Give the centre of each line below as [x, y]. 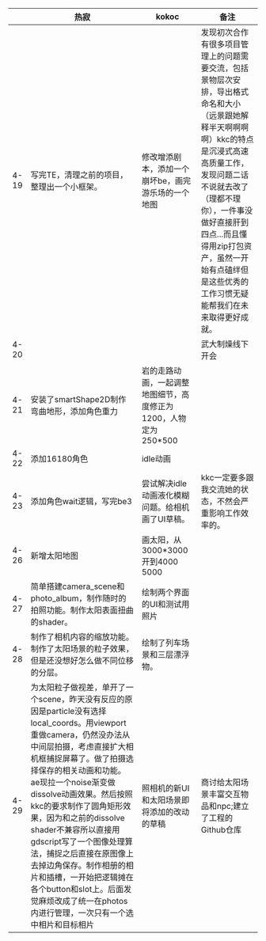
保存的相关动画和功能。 [82, 770]
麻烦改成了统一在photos [83, 901]
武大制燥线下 [225, 344]
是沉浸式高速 [225, 151]
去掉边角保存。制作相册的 [78, 865]
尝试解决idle [164, 484]
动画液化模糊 [165, 495]
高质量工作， [225, 163]
